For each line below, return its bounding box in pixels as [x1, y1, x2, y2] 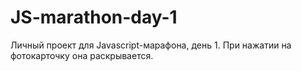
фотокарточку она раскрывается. [10, 49, 154, 61]
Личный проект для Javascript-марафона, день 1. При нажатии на [10, 39, 292, 51]
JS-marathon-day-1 [10, 6, 178, 29]
